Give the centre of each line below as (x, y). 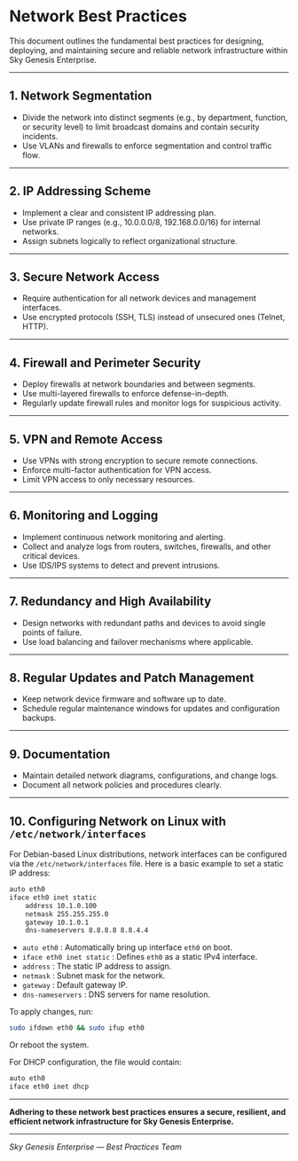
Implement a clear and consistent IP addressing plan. (119, 212)
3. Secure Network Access (84, 277)
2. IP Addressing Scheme (80, 191)
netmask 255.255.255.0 (67, 914)
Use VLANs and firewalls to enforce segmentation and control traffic (147, 145)
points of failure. (52, 632)
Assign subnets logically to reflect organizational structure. (129, 240)
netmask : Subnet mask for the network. (94, 976)
